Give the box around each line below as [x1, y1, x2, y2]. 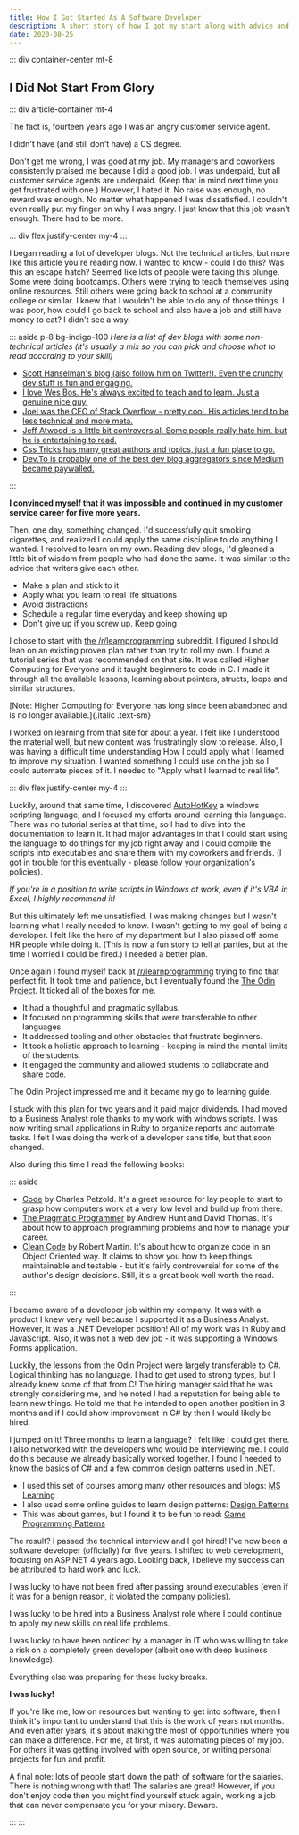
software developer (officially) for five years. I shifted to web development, [9, 1545, 284, 1556]
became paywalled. [21, 463, 95, 474]
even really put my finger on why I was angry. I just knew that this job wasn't [9, 203, 290, 215]
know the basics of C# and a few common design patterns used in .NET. [9, 1463, 276, 1473]
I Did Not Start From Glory [9, 80, 154, 95]
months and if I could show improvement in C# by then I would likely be [9, 1407, 272, 1419]
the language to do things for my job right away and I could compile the [9, 838, 272, 849]
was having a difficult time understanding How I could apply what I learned [9, 747, 285, 757]
